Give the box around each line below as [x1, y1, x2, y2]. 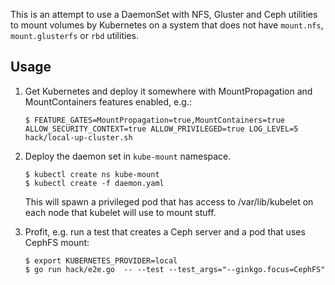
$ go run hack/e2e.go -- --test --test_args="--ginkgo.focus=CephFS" [24, 264, 326, 274]
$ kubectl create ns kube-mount [24, 169, 160, 179]
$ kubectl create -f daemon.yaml [24, 178, 165, 188]
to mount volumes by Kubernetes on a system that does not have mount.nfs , [10, 19, 324, 31]
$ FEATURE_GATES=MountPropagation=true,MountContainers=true [24, 115, 286, 125]
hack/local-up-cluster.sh [24, 132, 133, 143]
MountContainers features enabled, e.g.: [24, 95, 192, 108]
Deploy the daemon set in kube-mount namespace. [24, 150, 232, 162]
